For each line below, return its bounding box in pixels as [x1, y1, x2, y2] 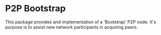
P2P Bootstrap [5, 3, 66, 14]
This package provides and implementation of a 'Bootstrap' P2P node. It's [5, 19, 157, 25]
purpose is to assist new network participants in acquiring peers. [5, 24, 138, 30]
